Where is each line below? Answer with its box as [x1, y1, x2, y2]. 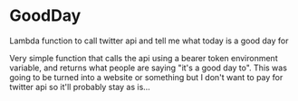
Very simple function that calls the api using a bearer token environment [9, 52, 278, 63]
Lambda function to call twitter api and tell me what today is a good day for [9, 35, 289, 46]
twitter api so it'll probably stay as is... [9, 81, 151, 92]
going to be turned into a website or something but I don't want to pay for [9, 71, 284, 82]
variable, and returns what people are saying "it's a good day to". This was [9, 62, 288, 73]
